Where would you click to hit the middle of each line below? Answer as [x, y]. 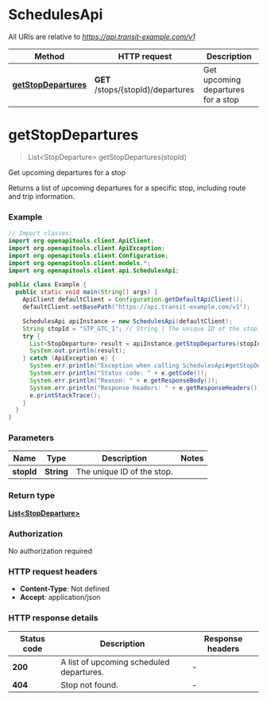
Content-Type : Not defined [64, 589]
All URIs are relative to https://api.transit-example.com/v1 [102, 37]
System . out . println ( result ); [77, 351]
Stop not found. [90, 684]
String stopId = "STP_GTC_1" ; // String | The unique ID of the [131, 329]
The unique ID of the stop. [124, 472]
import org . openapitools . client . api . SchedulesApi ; [94, 271]
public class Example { [48, 285]
